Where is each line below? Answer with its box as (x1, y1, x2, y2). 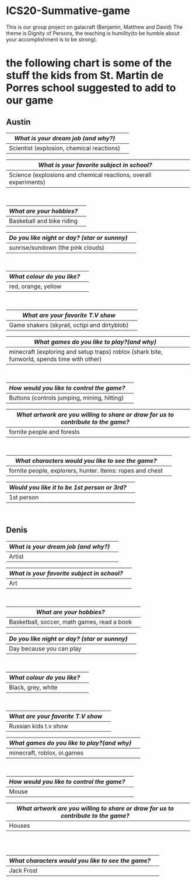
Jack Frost (9, 866, 38, 874)
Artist (9, 552, 24, 560)
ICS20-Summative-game (6, 4, 130, 18)
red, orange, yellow (9, 282, 62, 290)
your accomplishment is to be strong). (6, 36, 97, 43)
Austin (6, 117, 31, 127)
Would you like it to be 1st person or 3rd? (9, 483, 127, 491)
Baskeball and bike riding (9, 216, 78, 225)
